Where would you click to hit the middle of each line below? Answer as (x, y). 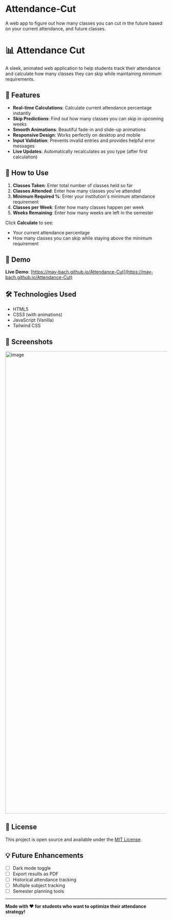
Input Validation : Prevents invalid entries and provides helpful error (84, 140)
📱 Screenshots (29, 342)
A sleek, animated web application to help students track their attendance (83, 68)
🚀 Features (23, 95)
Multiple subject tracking (39, 885)
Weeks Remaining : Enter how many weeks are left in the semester (83, 213)
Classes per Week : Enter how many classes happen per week (78, 207)
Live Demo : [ (19, 272)
